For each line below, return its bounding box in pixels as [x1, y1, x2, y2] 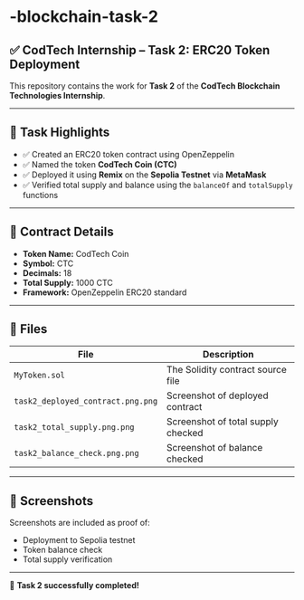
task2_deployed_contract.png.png [14, 396, 158, 406]
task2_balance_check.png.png [14, 448, 139, 459]
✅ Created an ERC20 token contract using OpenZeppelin [22, 148, 235, 159]
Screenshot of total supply [166, 415, 279, 428]
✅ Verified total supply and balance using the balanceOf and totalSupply [22, 179, 293, 190]
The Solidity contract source [166, 364, 288, 376]
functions [22, 189, 59, 200]
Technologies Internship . [9, 90, 106, 100]
